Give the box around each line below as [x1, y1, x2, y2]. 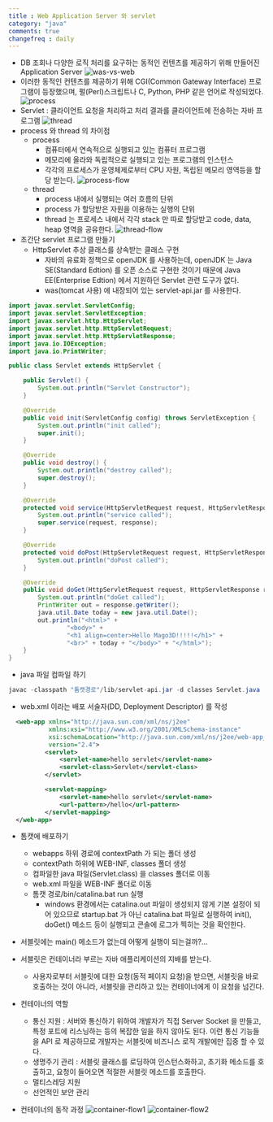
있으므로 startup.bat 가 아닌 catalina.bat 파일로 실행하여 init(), [53, 910, 252, 920]
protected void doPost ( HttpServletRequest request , [23, 548, 201, 557]
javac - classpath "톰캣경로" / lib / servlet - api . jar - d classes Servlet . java [8, 686, 260, 694]
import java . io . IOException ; [8, 339, 107, 348]
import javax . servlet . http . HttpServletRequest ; [8, 324, 173, 333]
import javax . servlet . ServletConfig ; [8, 302, 136, 310]
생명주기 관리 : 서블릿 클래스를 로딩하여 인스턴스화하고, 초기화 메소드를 [32, 1057, 256, 1067]
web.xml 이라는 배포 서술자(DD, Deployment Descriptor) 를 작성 [19, 702, 227, 711]
